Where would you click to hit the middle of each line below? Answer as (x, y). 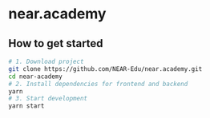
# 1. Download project (46, 61)
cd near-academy (35, 77)
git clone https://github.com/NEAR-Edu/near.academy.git (105, 69)
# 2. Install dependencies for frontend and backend (98, 84)
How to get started (56, 43)
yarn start (26, 106)
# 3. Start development (48, 99)
